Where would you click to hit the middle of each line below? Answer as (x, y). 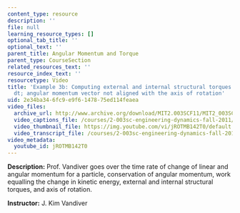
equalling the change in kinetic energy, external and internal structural (110, 182)
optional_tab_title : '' (43, 41)
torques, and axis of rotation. (50, 189)
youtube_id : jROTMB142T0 (51, 147)
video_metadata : (31, 140)
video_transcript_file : (49, 133)
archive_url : (33, 113)
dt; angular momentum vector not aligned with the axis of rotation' (119, 93)
